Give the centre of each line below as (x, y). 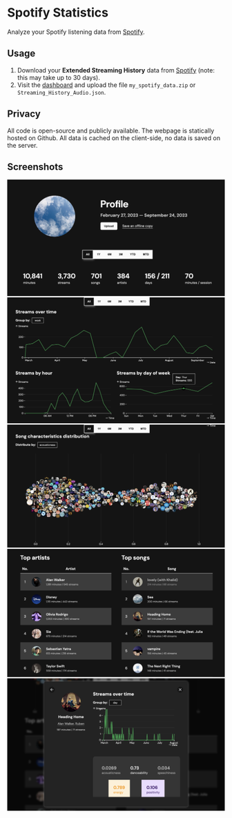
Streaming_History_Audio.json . (61, 92)
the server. (22, 145)
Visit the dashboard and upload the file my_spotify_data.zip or (106, 85)
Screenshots (35, 167)
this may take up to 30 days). (58, 77)
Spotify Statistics (58, 13)
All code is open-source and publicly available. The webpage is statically (111, 130)
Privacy (24, 114)
